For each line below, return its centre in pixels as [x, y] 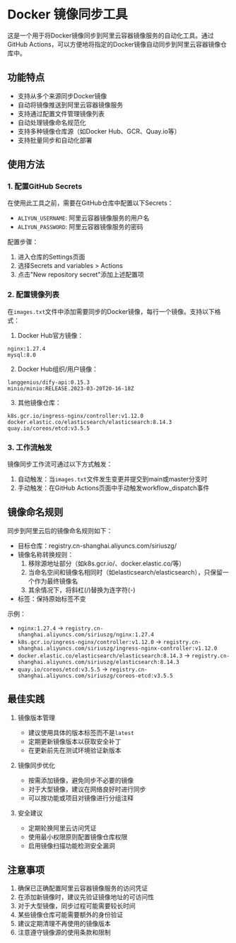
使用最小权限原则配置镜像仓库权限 [78, 837]
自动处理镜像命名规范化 [52, 122]
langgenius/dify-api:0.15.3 [49, 382]
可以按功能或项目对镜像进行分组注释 [81, 798]
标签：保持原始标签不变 [52, 599]
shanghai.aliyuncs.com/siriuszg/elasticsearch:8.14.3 [98, 662]
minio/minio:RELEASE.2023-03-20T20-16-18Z [71, 388]
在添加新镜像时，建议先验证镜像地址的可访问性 [85, 897]
